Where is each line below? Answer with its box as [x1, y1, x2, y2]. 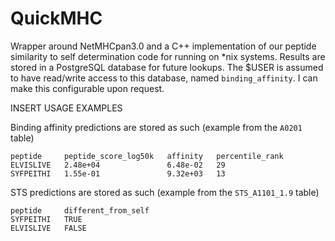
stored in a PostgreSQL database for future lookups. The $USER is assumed [10, 61, 324, 73]
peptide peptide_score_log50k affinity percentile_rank [10, 151, 284, 161]
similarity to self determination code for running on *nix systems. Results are [10, 50, 326, 62]
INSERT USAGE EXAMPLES [10, 102, 123, 114]
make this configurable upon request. [10, 82, 165, 94]
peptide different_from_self [10, 205, 150, 216]
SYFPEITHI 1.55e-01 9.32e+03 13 [10, 168, 226, 179]
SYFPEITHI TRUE [10, 214, 83, 224]
